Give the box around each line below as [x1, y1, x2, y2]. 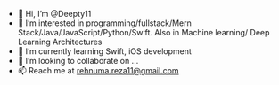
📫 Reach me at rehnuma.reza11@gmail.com [17, 66, 180, 75]
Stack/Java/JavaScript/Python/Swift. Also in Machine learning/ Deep [17, 27, 270, 37]
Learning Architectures [17, 36, 103, 47]
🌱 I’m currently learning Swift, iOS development [17, 46, 192, 57]
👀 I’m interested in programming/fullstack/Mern [17, 18, 192, 28]
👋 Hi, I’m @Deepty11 [17, 9, 92, 19]
